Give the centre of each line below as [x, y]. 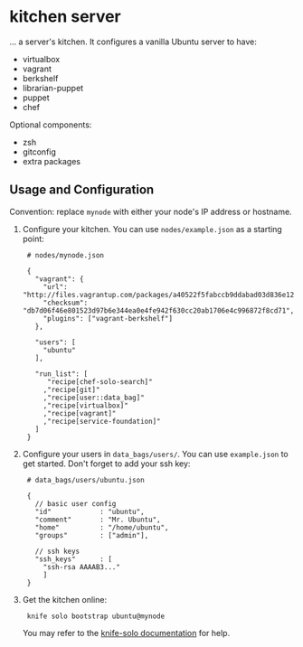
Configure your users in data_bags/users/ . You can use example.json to [155, 454]
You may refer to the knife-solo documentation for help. [126, 633]
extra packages [52, 161]
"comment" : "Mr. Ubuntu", [98, 520]
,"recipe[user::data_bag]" [94, 398]
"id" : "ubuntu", [90, 511]
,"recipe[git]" [71, 389]
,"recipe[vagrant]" [80, 413]
